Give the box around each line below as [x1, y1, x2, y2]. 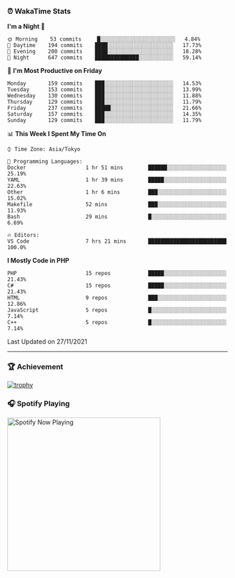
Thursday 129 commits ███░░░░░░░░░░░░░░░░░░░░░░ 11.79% [7, 98, 201, 106]
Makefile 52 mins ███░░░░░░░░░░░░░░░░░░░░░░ [7, 201, 227, 208]
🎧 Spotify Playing [7, 398, 70, 408]
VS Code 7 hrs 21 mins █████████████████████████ [7, 238, 227, 245]
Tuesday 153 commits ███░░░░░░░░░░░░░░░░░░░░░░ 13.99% [7, 86, 201, 93]
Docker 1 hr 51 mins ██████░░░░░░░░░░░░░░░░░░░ [7, 164, 227, 171]
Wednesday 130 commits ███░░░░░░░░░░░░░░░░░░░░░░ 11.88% [7, 93, 201, 100]
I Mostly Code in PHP [7, 256, 70, 265]
